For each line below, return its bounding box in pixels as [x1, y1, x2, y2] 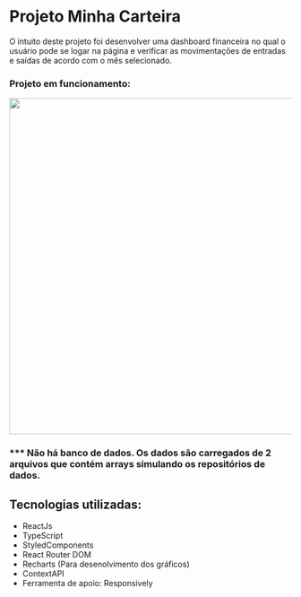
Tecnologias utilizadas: [9, 497, 142, 512]
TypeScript [21, 530, 64, 541]
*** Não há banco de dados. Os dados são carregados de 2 [9, 446, 271, 459]
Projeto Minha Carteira [9, 6, 181, 27]
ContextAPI [21, 567, 64, 579]
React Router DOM [21, 549, 92, 559]
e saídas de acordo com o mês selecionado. [9, 55, 173, 65]
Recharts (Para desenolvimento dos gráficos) [21, 558, 190, 569]
